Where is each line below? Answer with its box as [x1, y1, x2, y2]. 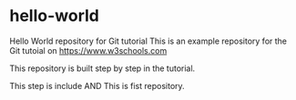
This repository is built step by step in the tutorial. [9, 63, 196, 74]
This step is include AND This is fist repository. [9, 80, 185, 91]
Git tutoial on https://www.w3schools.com [9, 45, 168, 55]
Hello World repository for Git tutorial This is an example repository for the [9, 35, 288, 46]
